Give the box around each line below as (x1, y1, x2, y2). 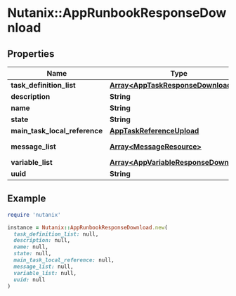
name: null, (13, 243, 49, 250)
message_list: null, (13, 263, 74, 270)
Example (7, 193, 46, 205)
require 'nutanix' (7, 211, 61, 218)
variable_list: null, (13, 269, 77, 276)
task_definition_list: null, (13, 230, 99, 238)
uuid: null (13, 276, 46, 283)
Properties (7, 48, 55, 60)
